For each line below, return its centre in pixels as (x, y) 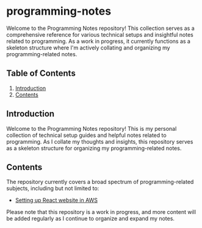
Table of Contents (41, 74)
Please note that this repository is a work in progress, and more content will (101, 212)
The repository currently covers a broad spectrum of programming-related (100, 182)
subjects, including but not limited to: (53, 188)
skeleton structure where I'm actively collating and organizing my (88, 48)
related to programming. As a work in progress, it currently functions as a (99, 41)
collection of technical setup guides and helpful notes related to (86, 135)
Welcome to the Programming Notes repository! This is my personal (92, 128)
